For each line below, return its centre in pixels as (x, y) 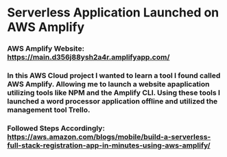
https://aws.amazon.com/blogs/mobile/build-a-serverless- (109, 136)
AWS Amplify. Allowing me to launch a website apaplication (109, 84)
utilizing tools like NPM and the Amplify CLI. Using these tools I (114, 93)
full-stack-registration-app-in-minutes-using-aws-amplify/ (109, 145)
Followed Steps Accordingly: (56, 128)
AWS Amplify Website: (46, 49)
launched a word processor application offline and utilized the (112, 101)
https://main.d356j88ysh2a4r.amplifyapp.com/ (88, 58)
